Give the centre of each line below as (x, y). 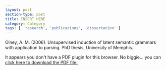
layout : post (19, 10)
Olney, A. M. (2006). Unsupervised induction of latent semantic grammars (81, 42)
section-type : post (25, 14)
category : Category (25, 24)
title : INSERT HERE (25, 19)
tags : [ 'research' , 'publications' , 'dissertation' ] (63, 28)
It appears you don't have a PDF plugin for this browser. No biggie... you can (83, 57)
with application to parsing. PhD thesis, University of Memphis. (69, 48)
